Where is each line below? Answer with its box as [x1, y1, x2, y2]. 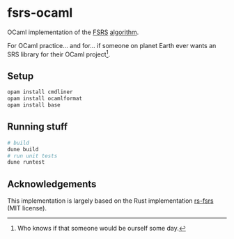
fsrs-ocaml [7, 5, 73, 21]
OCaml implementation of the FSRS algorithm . [7, 28, 139, 36]
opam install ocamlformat [7, 95, 82, 102]
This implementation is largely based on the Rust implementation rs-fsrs [7, 196, 214, 205]
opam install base [7, 102, 61, 109]
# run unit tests [7, 152, 58, 160]
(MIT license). [7, 204, 47, 213]
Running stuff [7, 121, 68, 133]
